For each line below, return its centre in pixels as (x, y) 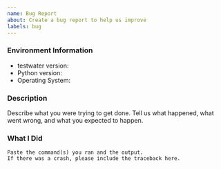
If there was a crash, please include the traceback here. (94, 159)
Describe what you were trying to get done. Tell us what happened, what (110, 113)
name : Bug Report (32, 13)
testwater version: (43, 66)
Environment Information (50, 50)
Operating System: (44, 80)
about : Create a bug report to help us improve (77, 20)
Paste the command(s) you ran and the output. (75, 152)
